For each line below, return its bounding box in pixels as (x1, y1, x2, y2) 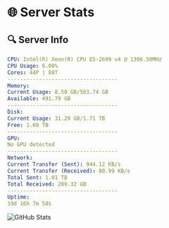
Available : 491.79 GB (7, 95, 71, 102)
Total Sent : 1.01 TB (7, 174, 68, 181)
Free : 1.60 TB (7, 121, 49, 128)
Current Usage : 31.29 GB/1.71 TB (7, 114, 106, 122)
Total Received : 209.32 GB (7, 181, 87, 188)
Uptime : (7, 193, 30, 201)
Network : (7, 155, 33, 162)
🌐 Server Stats (7, 4, 95, 20)
